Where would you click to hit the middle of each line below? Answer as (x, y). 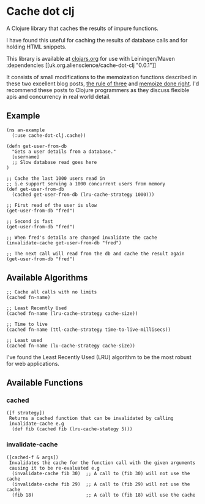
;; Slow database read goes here (54, 162)
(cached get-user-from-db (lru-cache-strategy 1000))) (83, 195)
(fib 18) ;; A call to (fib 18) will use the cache (104, 495)
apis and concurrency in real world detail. (59, 96)
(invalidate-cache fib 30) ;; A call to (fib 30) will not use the (101, 473)
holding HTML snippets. (36, 47)
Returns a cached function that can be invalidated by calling (91, 419)
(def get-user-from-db (35, 189)
